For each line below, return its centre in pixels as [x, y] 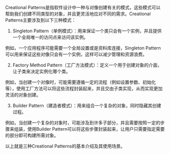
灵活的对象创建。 [23, 95]
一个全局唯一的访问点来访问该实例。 [50, 37]
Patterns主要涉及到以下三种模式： [41, 20]
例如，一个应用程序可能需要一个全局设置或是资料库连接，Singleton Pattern [83, 48]
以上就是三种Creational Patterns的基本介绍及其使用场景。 [65, 146]
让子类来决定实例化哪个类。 [41, 71]
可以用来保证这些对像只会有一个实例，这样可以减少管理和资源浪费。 [76, 54]
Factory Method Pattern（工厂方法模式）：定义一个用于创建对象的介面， [87, 65]
